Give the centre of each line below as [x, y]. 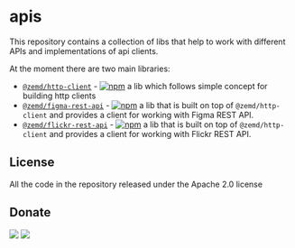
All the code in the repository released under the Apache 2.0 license [136, 184]
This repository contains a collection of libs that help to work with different [147, 41]
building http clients [59, 96]
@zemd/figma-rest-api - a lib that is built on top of [128, 105]
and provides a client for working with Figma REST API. [152, 115]
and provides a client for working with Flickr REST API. [150, 133]
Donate [30, 212]
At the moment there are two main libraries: [90, 69]
